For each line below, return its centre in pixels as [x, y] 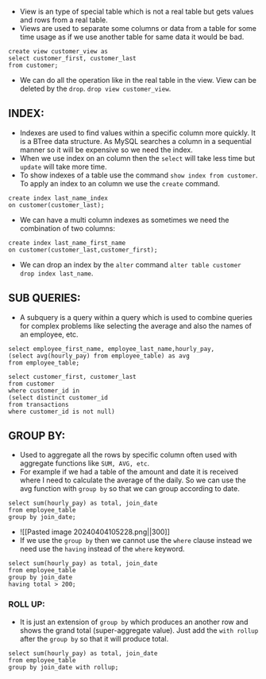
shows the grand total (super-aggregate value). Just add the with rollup [139, 630]
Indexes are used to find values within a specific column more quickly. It [137, 133]
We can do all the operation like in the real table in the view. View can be [138, 80]
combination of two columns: [67, 228]
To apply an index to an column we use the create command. [120, 183]
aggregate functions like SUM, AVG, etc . [85, 463]
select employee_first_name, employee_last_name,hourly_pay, [112, 349]
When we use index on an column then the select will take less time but [137, 158]
